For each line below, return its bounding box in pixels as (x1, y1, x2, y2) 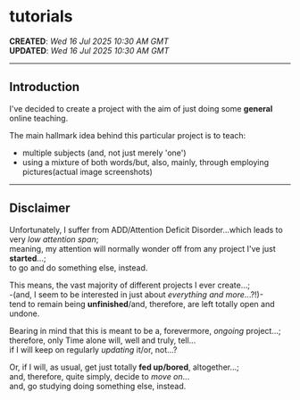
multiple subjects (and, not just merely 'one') (21, 147, 187, 158)
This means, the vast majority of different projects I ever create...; (9, 279, 251, 290)
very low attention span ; (9, 234, 99, 245)
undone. (9, 308, 40, 319)
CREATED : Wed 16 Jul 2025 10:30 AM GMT (9, 36, 170, 46)
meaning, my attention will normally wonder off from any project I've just (9, 243, 277, 254)
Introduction (9, 79, 80, 95)
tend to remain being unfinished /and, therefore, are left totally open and (9, 298, 275, 309)
